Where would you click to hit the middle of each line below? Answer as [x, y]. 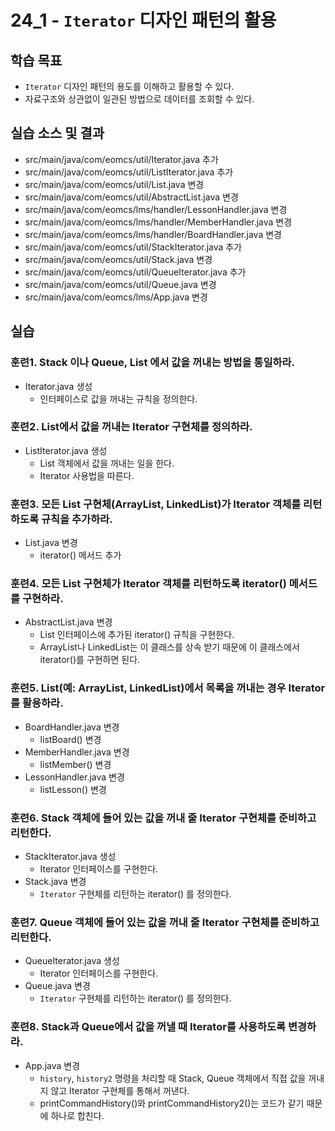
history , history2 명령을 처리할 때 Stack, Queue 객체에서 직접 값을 [173, 1078]
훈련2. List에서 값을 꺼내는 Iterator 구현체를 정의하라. [131, 427]
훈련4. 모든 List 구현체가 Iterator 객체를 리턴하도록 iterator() [148, 584]
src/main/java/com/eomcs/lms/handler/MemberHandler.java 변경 [158, 222]
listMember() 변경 [75, 764]
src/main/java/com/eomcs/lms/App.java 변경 [116, 297]
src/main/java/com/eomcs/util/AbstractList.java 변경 [131, 197]
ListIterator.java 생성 [66, 450]
